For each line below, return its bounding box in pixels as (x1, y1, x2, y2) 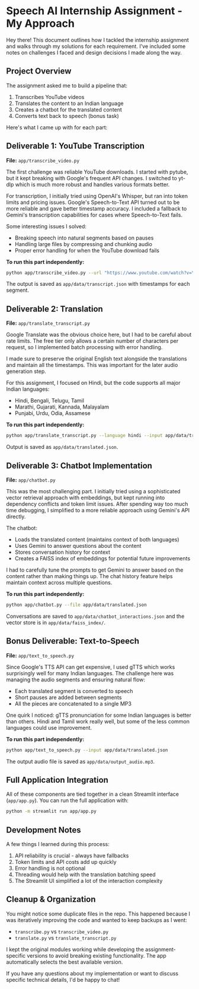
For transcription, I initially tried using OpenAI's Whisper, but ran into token (6, 192, 188, 199)
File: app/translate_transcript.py (6, 320, 91, 327)
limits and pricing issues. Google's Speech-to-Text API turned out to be (6, 199, 180, 206)
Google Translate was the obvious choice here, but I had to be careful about (6, 331, 192, 339)
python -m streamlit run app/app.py (6, 808, 97, 815)
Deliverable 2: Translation (6, 304, 104, 314)
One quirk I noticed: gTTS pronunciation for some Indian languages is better (6, 712, 191, 719)
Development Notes (6, 825, 81, 835)
